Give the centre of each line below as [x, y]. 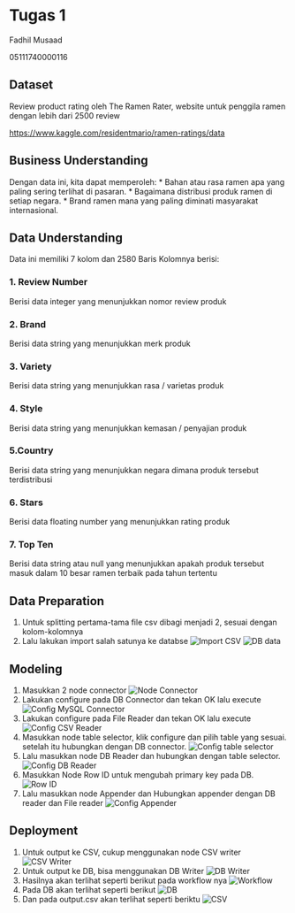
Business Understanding [79, 161]
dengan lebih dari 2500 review [65, 115]
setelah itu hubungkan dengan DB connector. [104, 747]
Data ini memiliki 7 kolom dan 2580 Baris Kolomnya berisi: [114, 259]
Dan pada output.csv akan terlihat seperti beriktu [111, 899]
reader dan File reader [62, 803]
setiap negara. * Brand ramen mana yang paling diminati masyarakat [134, 201]
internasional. [34, 210]
